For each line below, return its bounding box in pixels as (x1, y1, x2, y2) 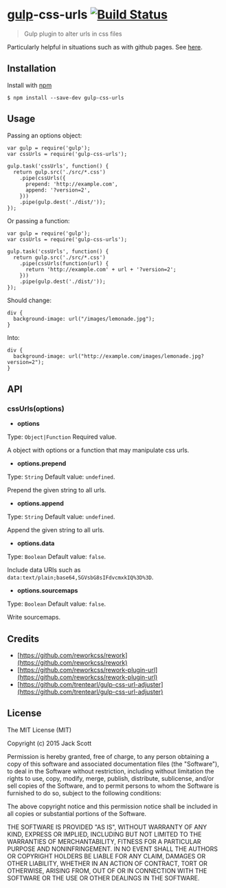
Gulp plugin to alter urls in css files (23, 30, 122, 38)
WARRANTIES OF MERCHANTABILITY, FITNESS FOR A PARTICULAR (7, 837, 201, 845)
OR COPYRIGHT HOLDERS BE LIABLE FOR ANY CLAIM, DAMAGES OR (7, 852, 206, 860)
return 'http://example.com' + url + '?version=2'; (25, 266, 177, 273)
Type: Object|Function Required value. (7, 433, 117, 441)
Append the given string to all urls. (7, 526, 105, 534)
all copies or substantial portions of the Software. (7, 809, 146, 817)
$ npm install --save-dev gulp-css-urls (7, 94, 125, 101)
